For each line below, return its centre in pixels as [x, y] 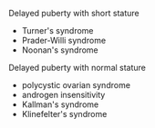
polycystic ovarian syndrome [76, 85]
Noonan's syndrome [60, 50]
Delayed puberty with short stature [74, 13]
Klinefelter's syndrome [64, 114]
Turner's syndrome [57, 30]
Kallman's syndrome [60, 104]
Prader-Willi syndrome [64, 40]
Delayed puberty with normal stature [77, 68]
